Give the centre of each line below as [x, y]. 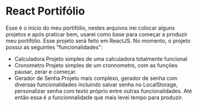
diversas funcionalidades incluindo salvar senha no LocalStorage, [96, 84]
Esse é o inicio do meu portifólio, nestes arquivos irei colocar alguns [91, 28]
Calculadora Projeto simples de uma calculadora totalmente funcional [101, 59]
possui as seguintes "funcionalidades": [54, 47]
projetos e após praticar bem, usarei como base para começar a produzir [97, 34]
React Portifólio [45, 11]
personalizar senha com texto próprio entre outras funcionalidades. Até [103, 91]
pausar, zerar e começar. [45, 71]
